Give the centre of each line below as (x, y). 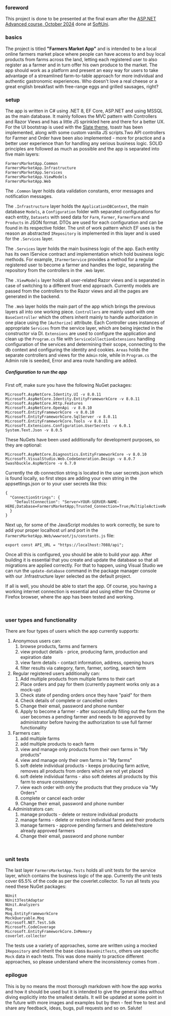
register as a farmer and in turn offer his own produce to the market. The (81, 65)
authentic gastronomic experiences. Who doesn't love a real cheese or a (81, 81)
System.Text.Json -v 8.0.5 (34, 430)
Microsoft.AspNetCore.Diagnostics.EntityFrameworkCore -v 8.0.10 (76, 454)
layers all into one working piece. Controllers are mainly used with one (80, 312)
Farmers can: (26, 733)
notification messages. (29, 196)
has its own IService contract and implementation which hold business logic (85, 254)
